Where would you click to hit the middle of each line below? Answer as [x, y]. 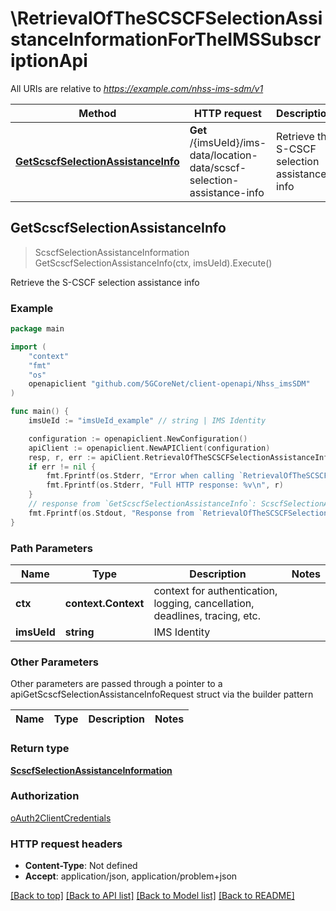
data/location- [223, 155]
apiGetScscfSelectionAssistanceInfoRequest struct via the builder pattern [162, 694]
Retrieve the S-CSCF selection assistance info [105, 282]
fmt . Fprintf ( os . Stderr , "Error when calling [140, 476]
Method [97, 113]
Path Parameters [51, 548]
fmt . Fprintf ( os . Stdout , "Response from [111, 513]
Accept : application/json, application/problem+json [131, 876]
